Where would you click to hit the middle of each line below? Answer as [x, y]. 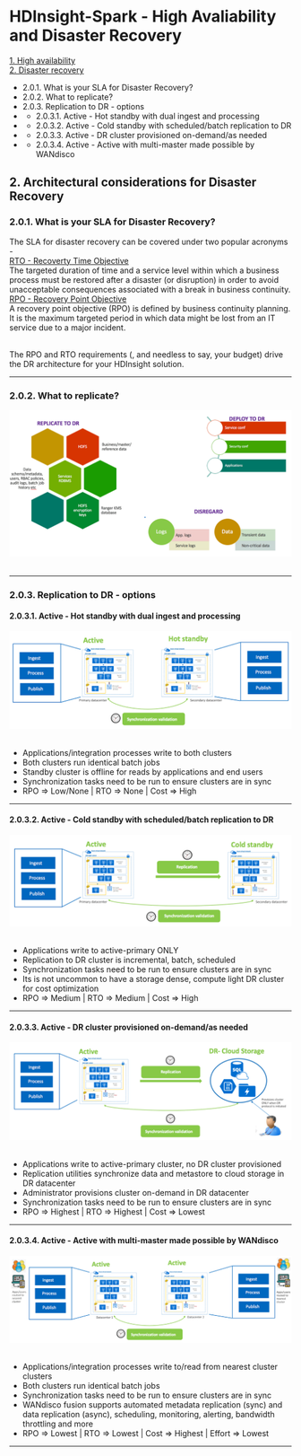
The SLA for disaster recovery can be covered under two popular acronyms [149, 241]
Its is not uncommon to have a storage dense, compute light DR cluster [153, 979]
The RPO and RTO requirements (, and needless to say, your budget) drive [146, 354]
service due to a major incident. [68, 327]
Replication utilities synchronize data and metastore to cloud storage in [153, 1173]
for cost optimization [60, 988]
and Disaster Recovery [95, 35]
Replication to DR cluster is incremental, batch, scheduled [129, 960]
